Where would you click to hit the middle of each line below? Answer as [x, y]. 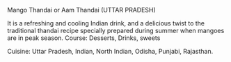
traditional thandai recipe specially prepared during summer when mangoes [116, 31]
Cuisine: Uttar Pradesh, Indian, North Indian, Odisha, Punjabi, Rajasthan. [110, 51]
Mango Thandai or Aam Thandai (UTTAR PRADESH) [82, 10]
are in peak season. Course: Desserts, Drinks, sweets [84, 38]
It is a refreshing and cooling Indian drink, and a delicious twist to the [106, 23]
